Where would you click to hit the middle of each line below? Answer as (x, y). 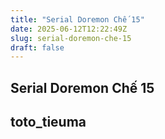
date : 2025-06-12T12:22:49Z (69, 29)
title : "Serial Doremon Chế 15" (77, 19)
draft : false (37, 47)
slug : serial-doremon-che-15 (71, 38)
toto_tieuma (48, 122)
